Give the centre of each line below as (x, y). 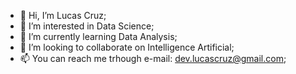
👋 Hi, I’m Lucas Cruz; (63, 15)
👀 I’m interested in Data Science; (87, 26)
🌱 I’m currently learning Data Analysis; (98, 36)
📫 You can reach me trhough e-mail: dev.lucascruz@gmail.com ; (153, 58)
